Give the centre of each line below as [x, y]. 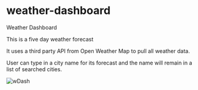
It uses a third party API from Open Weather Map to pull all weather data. [98, 51]
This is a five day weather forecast [50, 39]
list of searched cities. [34, 69]
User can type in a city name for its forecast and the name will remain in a [99, 63]
